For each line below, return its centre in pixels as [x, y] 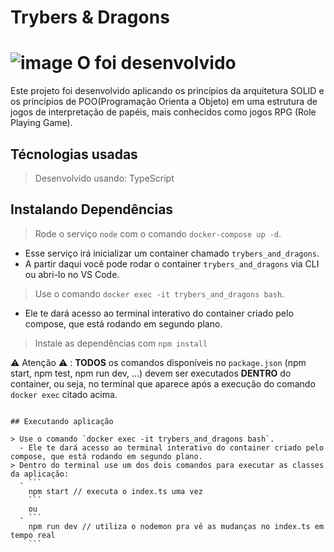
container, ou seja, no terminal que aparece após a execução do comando [163, 383]
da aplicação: [40, 474]
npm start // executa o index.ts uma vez [115, 491]
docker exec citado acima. [64, 394]
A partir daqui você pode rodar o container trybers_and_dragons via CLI [172, 263]
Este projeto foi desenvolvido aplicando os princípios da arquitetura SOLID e [167, 91]
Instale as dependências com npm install [121, 343]
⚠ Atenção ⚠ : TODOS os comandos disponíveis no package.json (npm [158, 362]
